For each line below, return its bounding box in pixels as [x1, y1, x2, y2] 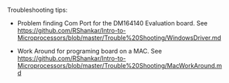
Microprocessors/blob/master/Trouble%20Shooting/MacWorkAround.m [17, 62, 223, 69]
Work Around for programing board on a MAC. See [17, 47, 163, 55]
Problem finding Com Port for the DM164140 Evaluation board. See [17, 19, 208, 27]
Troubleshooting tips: [7, 6, 68, 14]
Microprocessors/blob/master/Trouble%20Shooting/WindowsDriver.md [17, 34, 221, 42]
